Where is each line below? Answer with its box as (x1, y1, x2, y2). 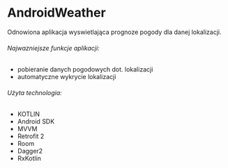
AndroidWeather (7, 5, 106, 21)
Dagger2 (17, 147, 43, 156)
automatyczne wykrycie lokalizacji (17, 73, 116, 81)
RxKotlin (17, 154, 42, 162)
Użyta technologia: (7, 88, 63, 96)
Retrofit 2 (17, 132, 45, 140)
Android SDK (17, 117, 55, 126)
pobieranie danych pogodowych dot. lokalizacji (17, 65, 153, 74)
